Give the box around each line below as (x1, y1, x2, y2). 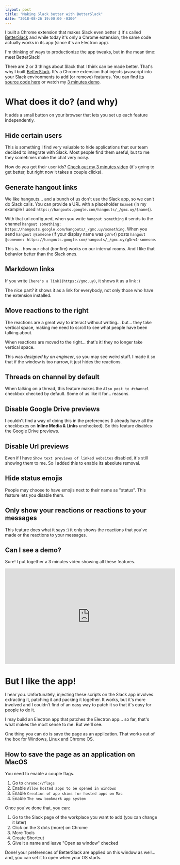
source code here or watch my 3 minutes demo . (5, 79, 101, 85)
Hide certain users (5, 131, 62, 140)
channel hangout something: (5, 221, 62, 227)
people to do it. (5, 707, 35, 713)
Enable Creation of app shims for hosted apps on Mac (12, 790, 123, 796)
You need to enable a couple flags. (5, 771, 75, 777)
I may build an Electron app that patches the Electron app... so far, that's (5, 717, 149, 722)
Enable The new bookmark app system (12, 796, 86, 801)
